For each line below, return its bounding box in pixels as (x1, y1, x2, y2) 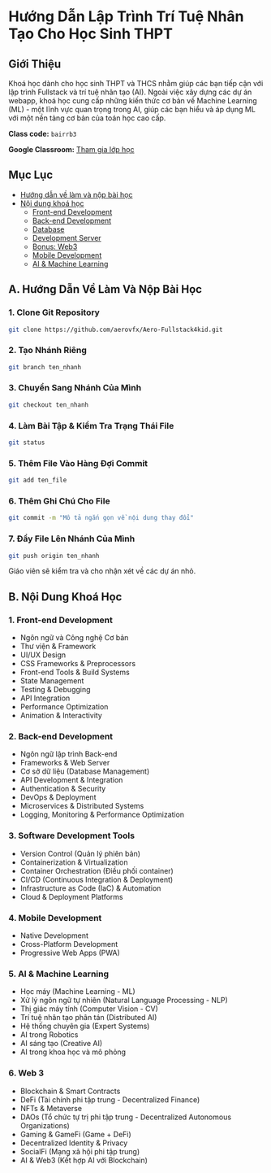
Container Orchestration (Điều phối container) (19, 866, 174, 875)
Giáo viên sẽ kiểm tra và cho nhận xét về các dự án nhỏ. (8, 566, 196, 576)
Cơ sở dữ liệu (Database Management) (19, 766, 150, 776)
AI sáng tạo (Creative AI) (19, 1039, 103, 1049)
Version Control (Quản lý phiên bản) (19, 848, 140, 858)
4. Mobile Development (8, 912, 102, 923)
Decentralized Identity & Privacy (19, 1138, 128, 1148)
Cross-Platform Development (19, 939, 118, 948)
